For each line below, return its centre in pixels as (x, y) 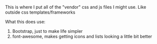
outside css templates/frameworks (40, 12)
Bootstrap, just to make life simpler (47, 31)
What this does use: (25, 22)
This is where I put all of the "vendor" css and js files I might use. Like (76, 7)
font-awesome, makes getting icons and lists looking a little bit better (82, 36)
